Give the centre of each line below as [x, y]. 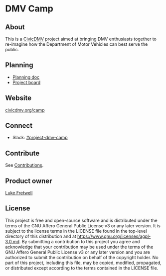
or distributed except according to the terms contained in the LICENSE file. [82, 268]
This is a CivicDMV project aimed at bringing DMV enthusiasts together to [81, 39]
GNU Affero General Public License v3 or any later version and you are [78, 252]
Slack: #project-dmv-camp [40, 138]
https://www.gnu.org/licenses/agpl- [114, 236]
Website [18, 98]
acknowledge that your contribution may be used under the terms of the [79, 247]
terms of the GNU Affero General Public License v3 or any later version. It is [83, 226]
